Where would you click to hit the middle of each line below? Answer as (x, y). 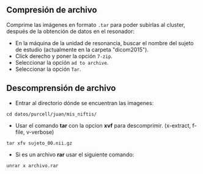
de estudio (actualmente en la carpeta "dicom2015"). (82, 49)
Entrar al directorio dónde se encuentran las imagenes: (84, 103)
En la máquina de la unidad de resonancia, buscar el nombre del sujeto (104, 43)
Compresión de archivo (52, 10)
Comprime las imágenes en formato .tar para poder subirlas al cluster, (96, 24)
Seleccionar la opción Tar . (48, 69)
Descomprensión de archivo (61, 88)
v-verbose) (40, 132)
